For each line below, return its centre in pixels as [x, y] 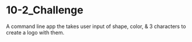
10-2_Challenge [45, 10]
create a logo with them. [35, 32]
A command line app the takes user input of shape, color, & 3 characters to [96, 26]
